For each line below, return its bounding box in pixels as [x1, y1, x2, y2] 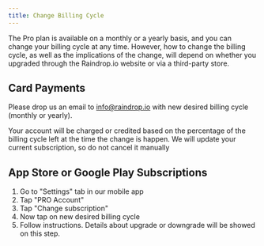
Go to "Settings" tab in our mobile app [19, 187, 144, 196]
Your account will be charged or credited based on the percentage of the [8, 126, 247, 135]
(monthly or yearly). [8, 111, 73, 120]
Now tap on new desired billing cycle [19, 212, 141, 221]
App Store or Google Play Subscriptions [8, 165, 208, 179]
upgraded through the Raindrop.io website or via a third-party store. [8, 59, 230, 68]
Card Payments [8, 81, 85, 95]
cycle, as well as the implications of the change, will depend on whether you [8, 50, 257, 59]
